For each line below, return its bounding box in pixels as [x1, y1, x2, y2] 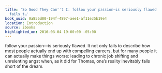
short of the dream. [5, 63, 44, 69]
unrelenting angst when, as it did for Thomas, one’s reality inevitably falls [5, 58, 150, 64]
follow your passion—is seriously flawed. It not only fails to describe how [5, 43, 150, 48]
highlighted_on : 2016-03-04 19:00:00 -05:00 [5, 29, 96, 34]
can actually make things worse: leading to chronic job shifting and [5, 53, 138, 58]
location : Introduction [5, 20, 53, 26]
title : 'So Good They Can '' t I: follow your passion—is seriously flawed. [5, 7, 159, 12]
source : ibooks [5, 25, 36, 30]
